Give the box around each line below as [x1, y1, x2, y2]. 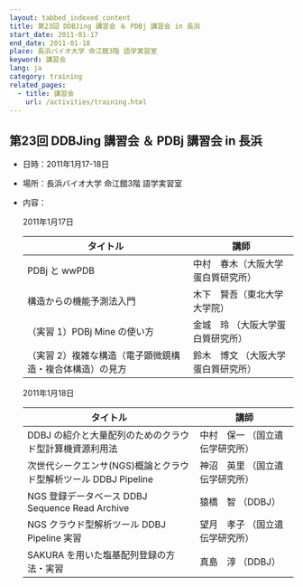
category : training [9, 72, 83, 81]
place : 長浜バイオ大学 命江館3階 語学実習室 [9, 47, 158, 56]
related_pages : [9, 80, 67, 90]
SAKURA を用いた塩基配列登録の [26, 549, 167, 562]
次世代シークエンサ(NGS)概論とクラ [26, 459, 180, 472]
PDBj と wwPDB [26, 264, 95, 277]
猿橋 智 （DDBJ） [199, 496, 281, 508]
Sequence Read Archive [26, 502, 130, 515]
